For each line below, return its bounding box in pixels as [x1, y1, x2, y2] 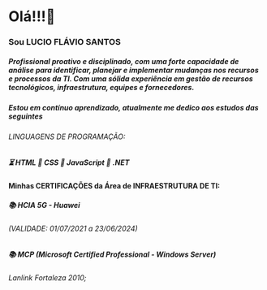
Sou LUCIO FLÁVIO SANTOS [8, 37, 122, 48]
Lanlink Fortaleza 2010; [8, 273, 87, 283]
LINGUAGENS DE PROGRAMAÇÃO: [8, 132, 126, 141]
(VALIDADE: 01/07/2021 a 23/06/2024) [8, 223, 138, 234]
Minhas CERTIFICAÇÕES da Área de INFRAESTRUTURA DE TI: [8, 181, 221, 191]
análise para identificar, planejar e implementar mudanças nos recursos [8, 65, 260, 75]
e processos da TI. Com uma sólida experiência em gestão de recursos [8, 73, 253, 84]
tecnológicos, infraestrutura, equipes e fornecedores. [8, 82, 195, 92]
